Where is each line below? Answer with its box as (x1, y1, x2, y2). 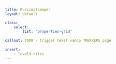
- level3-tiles (14, 51, 44, 56)
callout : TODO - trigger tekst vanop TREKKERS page (5, 38, 111, 43)
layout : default (5, 12, 38, 16)
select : (14, 25, 29, 29)
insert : (5, 47, 21, 52)
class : (5, 20, 18, 25)
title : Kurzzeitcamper (5, 7, 51, 12)
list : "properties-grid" (22, 29, 72, 34)
